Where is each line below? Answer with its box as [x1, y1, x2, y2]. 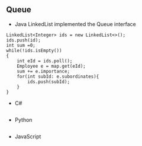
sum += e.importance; [17, 68, 70, 74]
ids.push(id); [6, 37, 41, 43]
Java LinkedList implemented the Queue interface [14, 20, 136, 27]
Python [14, 116, 33, 123]
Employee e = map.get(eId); [17, 63, 86, 69]
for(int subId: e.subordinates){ [17, 74, 99, 80]
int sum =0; [6, 42, 35, 48]
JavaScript [14, 133, 41, 140]
